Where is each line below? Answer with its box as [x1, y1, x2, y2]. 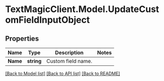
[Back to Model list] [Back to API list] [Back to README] [5, 70, 120, 76]
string [27, 58, 42, 64]
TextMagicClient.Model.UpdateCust [5, 4, 159, 15]
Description [55, 49, 84, 56]
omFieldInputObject [5, 14, 90, 26]
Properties [5, 34, 39, 43]
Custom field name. [46, 58, 93, 64]
